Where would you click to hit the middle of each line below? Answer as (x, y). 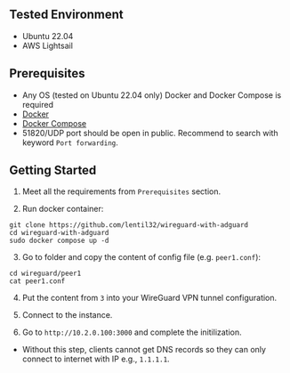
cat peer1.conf (37, 281)
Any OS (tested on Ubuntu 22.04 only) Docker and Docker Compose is (152, 95)
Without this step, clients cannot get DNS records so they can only (144, 350)
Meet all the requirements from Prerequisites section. (121, 191)
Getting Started (53, 170)
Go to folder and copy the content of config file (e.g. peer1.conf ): (141, 257)
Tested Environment (67, 15)
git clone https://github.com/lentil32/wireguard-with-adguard (129, 225)
